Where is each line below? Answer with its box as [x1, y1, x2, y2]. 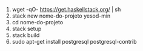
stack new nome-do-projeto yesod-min [12, 12, 111, 19]
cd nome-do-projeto [12, 19, 64, 25]
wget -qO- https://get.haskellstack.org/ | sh [12, 6, 121, 13]
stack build [12, 32, 40, 39]
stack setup [12, 25, 42, 32]
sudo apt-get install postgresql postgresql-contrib [12, 38, 137, 45]
